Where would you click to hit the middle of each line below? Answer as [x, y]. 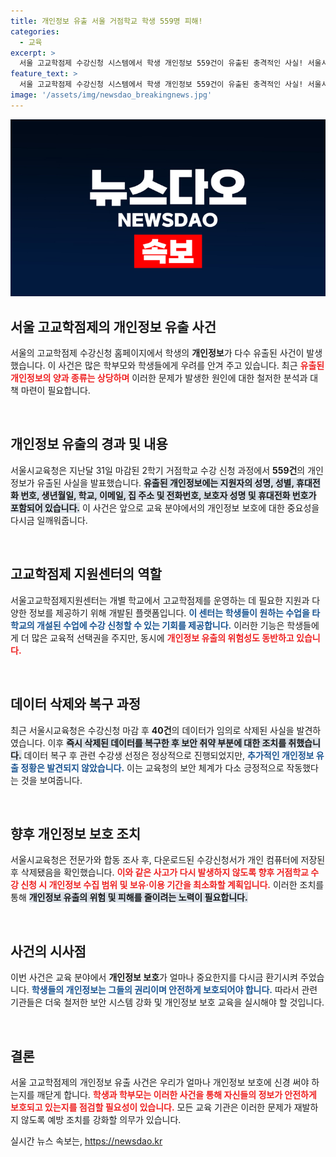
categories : [35, 31]
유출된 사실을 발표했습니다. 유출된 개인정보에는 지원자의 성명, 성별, [165, 482]
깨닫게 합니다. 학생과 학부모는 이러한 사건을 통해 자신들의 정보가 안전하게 [176, 1094]
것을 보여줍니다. [51, 780]
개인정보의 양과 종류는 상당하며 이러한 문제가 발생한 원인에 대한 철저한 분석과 [159, 378]
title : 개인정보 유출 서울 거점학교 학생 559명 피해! [106, 21]
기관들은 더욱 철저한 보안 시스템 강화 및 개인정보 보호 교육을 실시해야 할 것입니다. [167, 1002]
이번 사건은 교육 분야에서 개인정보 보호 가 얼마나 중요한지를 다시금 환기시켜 [154, 977]
